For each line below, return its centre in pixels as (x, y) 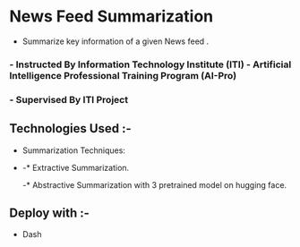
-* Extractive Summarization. (76, 167)
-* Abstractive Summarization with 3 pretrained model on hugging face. (154, 184)
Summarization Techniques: (73, 150)
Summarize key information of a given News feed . (116, 41)
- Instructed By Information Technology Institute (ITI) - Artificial (150, 64)
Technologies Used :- (70, 128)
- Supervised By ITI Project (69, 99)
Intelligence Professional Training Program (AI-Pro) (123, 75)
